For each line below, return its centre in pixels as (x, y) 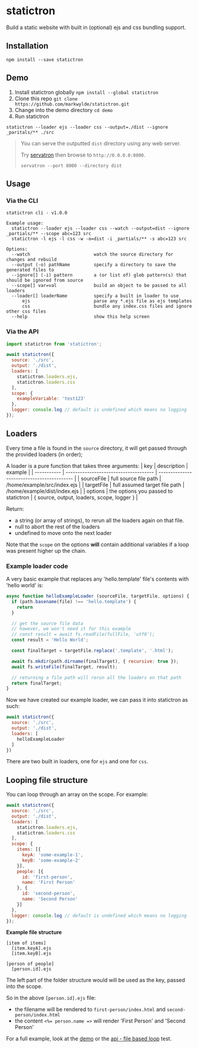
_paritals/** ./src (30, 132)
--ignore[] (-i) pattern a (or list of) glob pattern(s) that (99, 275)
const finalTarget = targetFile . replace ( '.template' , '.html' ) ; (92, 651)
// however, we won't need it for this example (71, 629)
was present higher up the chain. (47, 550)
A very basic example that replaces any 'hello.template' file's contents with (98, 579)
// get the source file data (47, 623)
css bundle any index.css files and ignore (107, 307)
